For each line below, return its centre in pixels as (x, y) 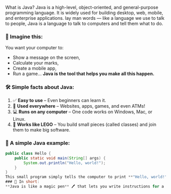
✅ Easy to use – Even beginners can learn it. (59, 100)
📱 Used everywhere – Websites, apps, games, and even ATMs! (79, 106)
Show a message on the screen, (46, 57)
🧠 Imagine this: (24, 37)
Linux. (19, 119)
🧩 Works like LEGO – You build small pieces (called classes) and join (84, 124)
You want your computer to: (34, 48)
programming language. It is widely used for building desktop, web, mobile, (84, 13)
